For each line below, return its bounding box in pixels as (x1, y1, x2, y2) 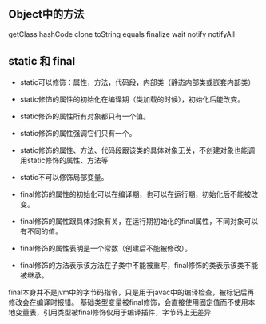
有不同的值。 (19, 226, 62, 236)
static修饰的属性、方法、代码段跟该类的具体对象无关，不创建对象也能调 (19, 145, 256, 154)
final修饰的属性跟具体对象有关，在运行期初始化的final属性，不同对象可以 (19, 216, 258, 226)
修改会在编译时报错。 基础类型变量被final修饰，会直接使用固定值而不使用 (8, 297, 249, 306)
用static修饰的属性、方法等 (19, 155, 109, 165)
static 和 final (8, 54, 76, 68)
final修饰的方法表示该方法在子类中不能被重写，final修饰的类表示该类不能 (19, 260, 258, 270)
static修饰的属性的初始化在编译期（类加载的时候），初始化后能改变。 (19, 94, 245, 104)
